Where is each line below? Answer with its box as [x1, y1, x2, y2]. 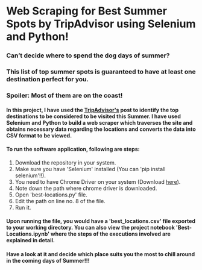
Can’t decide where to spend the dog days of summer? [6, 51, 170, 60]
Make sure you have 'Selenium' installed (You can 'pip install [14, 165, 166, 172]
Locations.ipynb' [6, 230, 50, 237]
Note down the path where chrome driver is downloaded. [14, 184, 157, 192]
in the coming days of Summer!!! [6, 257, 90, 264]
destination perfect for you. [6, 75, 89, 84]
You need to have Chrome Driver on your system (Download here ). [14, 178, 181, 185]
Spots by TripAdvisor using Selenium [6, 17, 196, 31]
